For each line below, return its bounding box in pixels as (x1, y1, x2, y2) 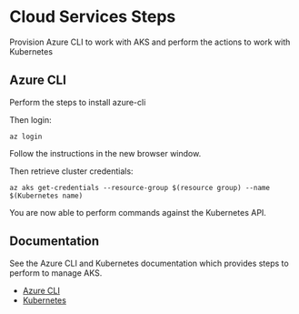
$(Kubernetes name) (9, 191, 84, 200)
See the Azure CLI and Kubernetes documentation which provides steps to (9, 258, 289, 268)
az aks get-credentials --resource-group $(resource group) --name (9, 183, 271, 192)
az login (9, 132, 43, 141)
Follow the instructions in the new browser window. (9, 147, 202, 158)
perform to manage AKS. (9, 267, 103, 279)
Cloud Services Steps (9, 6, 176, 27)
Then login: (9, 114, 52, 125)
